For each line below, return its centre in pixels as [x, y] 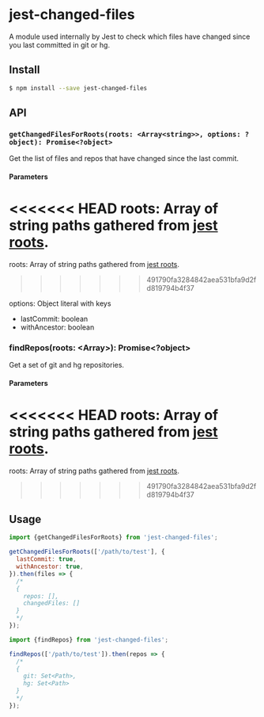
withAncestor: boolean [57, 327]
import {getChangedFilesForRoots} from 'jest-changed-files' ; [113, 538]
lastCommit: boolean [54, 318]
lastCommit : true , [47, 559]
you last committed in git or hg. [59, 44]
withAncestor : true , [50, 567]
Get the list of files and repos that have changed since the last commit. [124, 158]
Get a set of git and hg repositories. [67, 365]
